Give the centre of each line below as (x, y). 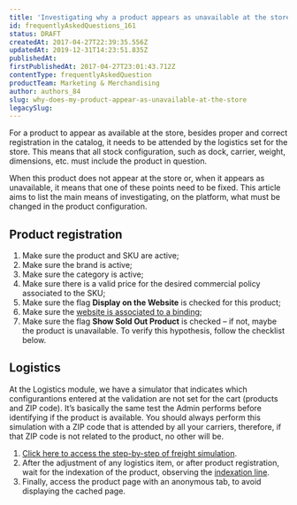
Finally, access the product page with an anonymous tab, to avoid (141, 481)
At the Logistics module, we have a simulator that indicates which (128, 389)
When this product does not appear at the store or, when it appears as (137, 179)
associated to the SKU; (64, 294)
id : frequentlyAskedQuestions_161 (73, 26)
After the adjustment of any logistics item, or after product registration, (151, 463)
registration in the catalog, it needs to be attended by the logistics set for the (148, 142)
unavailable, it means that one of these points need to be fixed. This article (145, 187)
